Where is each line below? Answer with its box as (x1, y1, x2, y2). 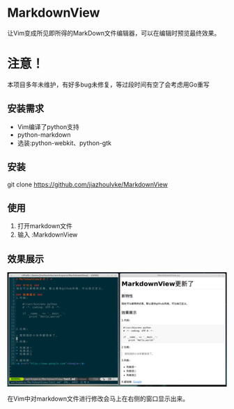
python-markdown (17, 131, 71, 139)
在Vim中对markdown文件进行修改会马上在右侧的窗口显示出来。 (7, 394, 189, 403)
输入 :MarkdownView (17, 230, 78, 239)
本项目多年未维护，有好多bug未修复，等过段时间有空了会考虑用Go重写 (7, 80, 210, 89)
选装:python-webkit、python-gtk (17, 138, 111, 147)
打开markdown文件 (17, 222, 73, 230)
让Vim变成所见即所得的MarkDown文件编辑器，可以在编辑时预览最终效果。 (7, 29, 221, 37)
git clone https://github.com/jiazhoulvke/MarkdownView (7, 180, 169, 188)
